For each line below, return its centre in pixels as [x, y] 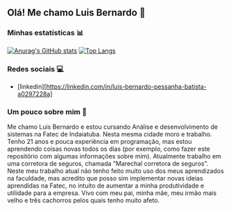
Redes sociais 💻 [36, 68]
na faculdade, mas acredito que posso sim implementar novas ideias [105, 178]
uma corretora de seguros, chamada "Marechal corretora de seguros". [108, 164]
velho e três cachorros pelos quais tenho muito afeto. [84, 201]
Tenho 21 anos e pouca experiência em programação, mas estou [100, 142]
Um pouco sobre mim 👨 [47, 111]
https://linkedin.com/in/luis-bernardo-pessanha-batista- [126, 86]
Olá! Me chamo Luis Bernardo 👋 [76, 13]
